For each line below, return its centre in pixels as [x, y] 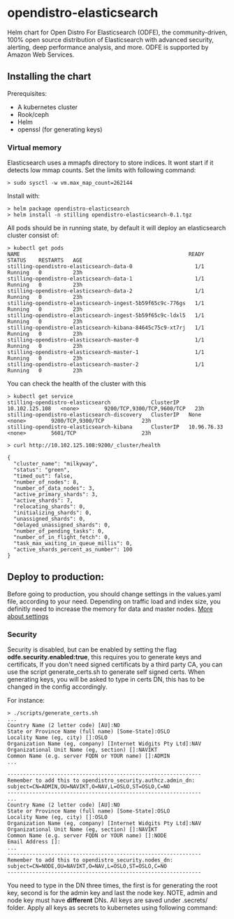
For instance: [26, 701]
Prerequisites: [27, 93]
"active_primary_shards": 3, [56, 495]
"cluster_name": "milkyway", [56, 464]
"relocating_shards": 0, [50, 507]
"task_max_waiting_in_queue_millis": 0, [73, 544]
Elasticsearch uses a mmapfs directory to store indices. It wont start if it [110, 163]
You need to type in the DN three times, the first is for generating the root [112, 885]
